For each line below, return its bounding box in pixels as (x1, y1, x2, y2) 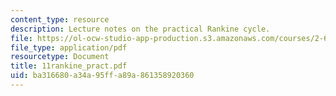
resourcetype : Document (10, 52, 110, 62)
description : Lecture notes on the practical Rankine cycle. (10, 24, 271, 34)
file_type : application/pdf (10, 42, 128, 53)
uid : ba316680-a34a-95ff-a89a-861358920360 (10, 71, 195, 81)
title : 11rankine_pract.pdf (10, 61, 128, 71)
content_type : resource (10, 14, 110, 25)
